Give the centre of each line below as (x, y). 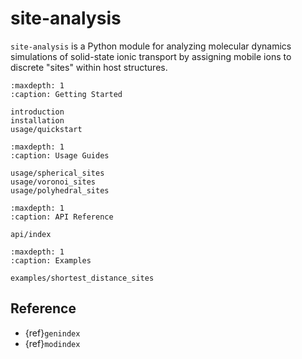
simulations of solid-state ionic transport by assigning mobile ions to (151, 56)
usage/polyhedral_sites (60, 190)
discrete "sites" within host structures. (89, 67)
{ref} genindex (52, 333)
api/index (31, 234)
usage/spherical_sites (57, 173)
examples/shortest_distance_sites (82, 278)
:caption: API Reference (62, 217)
